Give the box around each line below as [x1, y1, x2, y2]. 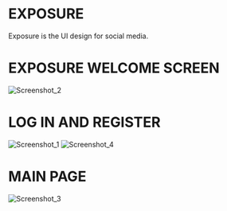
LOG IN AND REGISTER [8, 113, 161, 131]
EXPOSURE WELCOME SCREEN [8, 59, 221, 77]
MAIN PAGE [8, 168, 87, 186]
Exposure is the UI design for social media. [8, 31, 149, 41]
